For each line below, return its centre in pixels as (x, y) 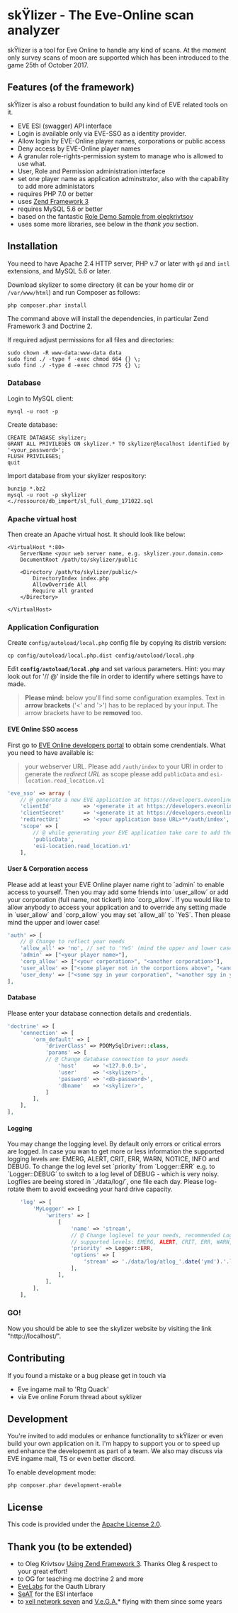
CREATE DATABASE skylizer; (47, 438)
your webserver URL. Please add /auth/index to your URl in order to (124, 766)
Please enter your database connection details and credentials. (100, 1013)
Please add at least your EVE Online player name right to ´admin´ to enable (116, 884)
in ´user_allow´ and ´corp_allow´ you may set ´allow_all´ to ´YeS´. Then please (119, 914)
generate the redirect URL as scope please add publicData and (117, 773)
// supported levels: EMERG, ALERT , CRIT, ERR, (142, 1242)
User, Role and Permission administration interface (91, 171)
